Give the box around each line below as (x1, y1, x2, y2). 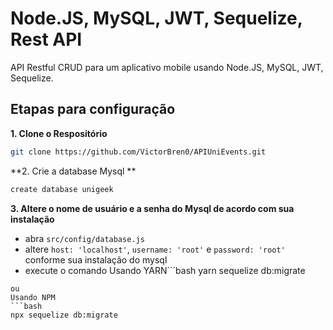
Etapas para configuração (10, 101, 176, 118)
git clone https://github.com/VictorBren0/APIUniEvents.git (10, 147, 267, 157)
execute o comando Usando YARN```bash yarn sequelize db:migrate (24, 264, 306, 276)
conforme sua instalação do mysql (24, 253, 168, 266)
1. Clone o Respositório (10, 127, 108, 139)
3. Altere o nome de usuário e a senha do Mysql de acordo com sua (10, 202, 295, 214)
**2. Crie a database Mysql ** (10, 165, 137, 177)
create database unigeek (10, 184, 114, 194)
